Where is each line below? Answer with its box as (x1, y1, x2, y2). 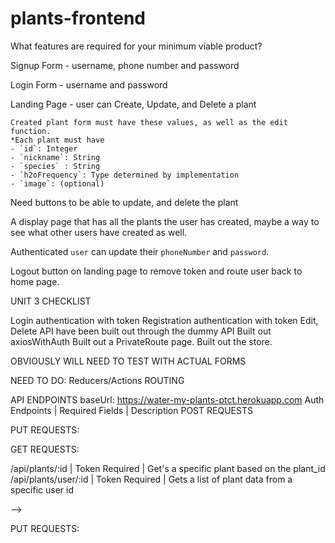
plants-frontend (10, 7, 146, 30)
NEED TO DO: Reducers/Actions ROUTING (10, 374, 185, 386)
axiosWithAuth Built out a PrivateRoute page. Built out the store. (10, 335, 273, 347)
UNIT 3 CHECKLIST (10, 295, 92, 307)
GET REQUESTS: (10, 443, 80, 455)
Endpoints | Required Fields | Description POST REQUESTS (10, 404, 253, 416)
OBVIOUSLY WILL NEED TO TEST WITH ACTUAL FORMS (10, 355, 247, 367)
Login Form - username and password (10, 78, 168, 91)
